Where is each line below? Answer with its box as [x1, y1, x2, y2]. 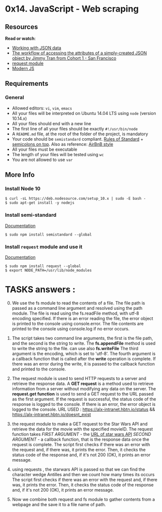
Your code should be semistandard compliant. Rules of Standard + [12, 136, 144, 142]
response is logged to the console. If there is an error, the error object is [12, 401, 156, 407]
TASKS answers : [5, 284, 76, 295]
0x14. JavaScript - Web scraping [5, 3, 139, 15]
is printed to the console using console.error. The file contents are [12, 320, 144, 326]
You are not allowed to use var [12, 157, 73, 162]
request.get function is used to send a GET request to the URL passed [12, 391, 154, 397]
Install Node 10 [5, 185, 41, 192]
